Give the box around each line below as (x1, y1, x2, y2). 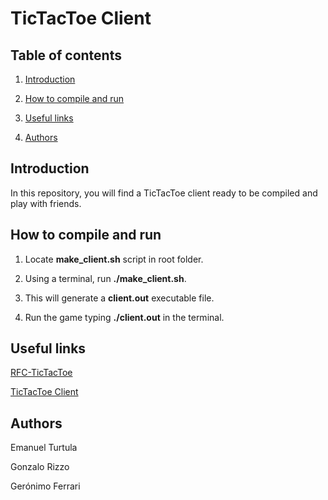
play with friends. (10, 197, 82, 209)
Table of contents (10, 47, 122, 64)
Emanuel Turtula (10, 442, 78, 454)
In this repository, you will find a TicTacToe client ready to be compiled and (10, 187, 318, 199)
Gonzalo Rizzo (10, 461, 70, 473)
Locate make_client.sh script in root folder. (24, 253, 204, 265)
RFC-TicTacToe (10, 367, 73, 379)
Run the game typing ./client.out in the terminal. (24, 311, 225, 323)
